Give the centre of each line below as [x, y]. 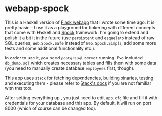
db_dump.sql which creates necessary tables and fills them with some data [81, 63]
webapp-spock [37, 9]
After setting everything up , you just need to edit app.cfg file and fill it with [81, 98]
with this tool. [19, 88]
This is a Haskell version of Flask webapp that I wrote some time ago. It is [80, 22]
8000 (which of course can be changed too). [51, 108]
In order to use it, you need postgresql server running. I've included [74, 58]
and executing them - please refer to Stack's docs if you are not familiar [78, 83]
